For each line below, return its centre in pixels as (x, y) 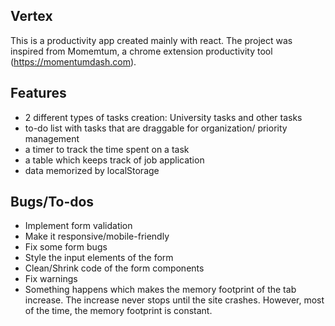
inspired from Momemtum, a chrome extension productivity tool (141, 51)
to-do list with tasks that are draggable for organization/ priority (156, 128)
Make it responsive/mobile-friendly (97, 236)
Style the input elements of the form (99, 258)
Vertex (31, 16)
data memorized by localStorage (92, 170)
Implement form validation (78, 226)
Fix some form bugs (66, 247)
